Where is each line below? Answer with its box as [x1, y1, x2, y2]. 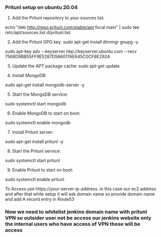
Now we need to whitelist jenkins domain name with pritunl [5, 209, 147, 216]
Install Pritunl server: [12, 129, 54, 135]
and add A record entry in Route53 [5, 197, 74, 202]
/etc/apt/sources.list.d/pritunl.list [5, 30, 71, 36]
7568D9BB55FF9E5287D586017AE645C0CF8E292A [5, 54, 110, 59]
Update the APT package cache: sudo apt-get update [12, 63, 120, 69]
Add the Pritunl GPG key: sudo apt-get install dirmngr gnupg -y [12, 39, 139, 45]
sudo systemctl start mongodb [5, 101, 67, 107]
